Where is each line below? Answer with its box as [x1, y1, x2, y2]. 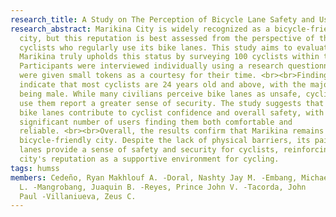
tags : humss [10, 163, 60, 173]
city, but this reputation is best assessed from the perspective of [19, 33, 315, 43]
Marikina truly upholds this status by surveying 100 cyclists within [19, 52, 320, 62]
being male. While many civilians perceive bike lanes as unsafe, [19, 89, 302, 99]
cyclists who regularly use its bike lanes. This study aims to [19, 42, 293, 53]
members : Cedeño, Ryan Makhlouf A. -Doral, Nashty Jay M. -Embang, [10, 172, 298, 183]
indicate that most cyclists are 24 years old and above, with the [19, 80, 307, 90]
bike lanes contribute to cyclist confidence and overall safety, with [19, 107, 325, 118]
